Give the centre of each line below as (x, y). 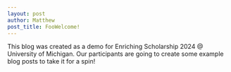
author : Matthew (31, 20)
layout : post (26, 14)
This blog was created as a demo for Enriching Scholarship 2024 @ (105, 47)
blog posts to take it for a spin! (51, 62)
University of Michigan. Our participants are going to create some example (115, 54)
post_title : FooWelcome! (44, 27)
